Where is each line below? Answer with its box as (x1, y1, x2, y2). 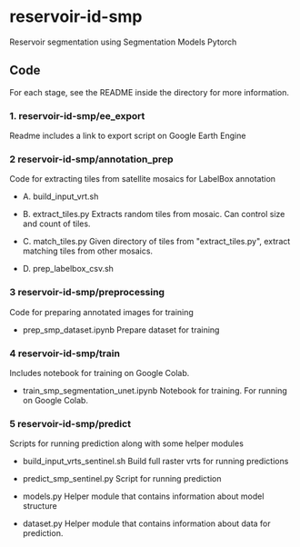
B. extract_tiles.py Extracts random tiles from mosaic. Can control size (22, 209, 285, 220)
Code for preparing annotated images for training (9, 306, 194, 317)
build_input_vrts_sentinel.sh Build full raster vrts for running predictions (22, 456, 289, 467)
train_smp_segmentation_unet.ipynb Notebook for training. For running (22, 384, 288, 396)
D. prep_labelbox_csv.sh (22, 264, 114, 274)
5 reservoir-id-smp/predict (9, 417, 132, 430)
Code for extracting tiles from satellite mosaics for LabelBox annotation (9, 174, 275, 184)
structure (22, 501, 57, 512)
